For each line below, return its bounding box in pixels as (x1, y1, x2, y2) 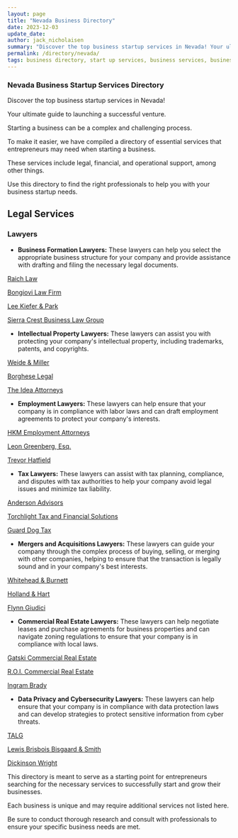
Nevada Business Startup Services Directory (7, 79, 164, 89)
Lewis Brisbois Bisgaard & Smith (7, 744, 101, 753)
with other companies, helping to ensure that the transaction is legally (17, 554, 222, 563)
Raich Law (7, 274, 38, 282)
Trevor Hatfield (7, 456, 51, 464)
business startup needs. (7, 187, 78, 196)
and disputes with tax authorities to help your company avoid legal (17, 477, 212, 485)
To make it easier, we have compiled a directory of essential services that (7, 138, 222, 146)
